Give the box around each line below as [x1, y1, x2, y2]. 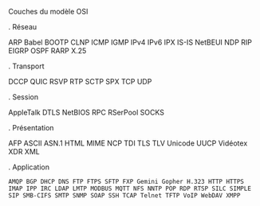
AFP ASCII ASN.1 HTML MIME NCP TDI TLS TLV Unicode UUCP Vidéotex [8, 138, 248, 148]
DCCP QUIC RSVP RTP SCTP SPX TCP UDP [8, 77, 152, 86]
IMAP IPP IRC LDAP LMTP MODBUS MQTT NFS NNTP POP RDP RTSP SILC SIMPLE [8, 185, 251, 192]
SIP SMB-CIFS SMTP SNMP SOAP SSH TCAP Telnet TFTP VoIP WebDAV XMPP [8, 192, 241, 200]
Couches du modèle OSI [8, 7, 89, 16]
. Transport [8, 61, 45, 71]
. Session [8, 92, 38, 102]
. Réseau [8, 22, 37, 31]
